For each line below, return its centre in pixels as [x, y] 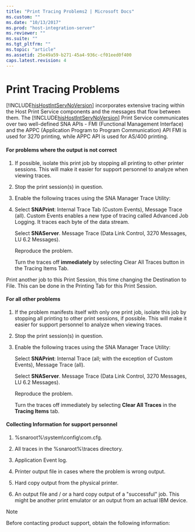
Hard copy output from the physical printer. [66, 483]
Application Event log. [41, 460]
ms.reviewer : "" [26, 33]
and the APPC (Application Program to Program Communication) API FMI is [96, 130]
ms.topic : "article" [31, 50]
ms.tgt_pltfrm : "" [28, 44]
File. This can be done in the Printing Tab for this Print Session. [82, 286]
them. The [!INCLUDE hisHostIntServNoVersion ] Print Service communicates [97, 118]
